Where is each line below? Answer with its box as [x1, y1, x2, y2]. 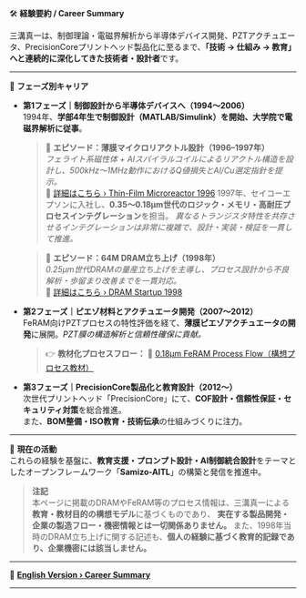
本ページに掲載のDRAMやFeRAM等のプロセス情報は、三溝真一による [31, 497, 290, 508]
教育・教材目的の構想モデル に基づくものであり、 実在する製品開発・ [31, 509, 290, 519]
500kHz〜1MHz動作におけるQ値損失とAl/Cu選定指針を [69, 165, 275, 176]
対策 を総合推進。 [62, 404, 127, 415]
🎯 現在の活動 [9, 444, 57, 454]
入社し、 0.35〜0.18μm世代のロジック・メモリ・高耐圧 [76, 199, 283, 209]
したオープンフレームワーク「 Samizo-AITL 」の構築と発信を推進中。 [9, 467, 267, 477]
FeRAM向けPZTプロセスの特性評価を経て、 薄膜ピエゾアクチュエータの [22, 318, 289, 328]
